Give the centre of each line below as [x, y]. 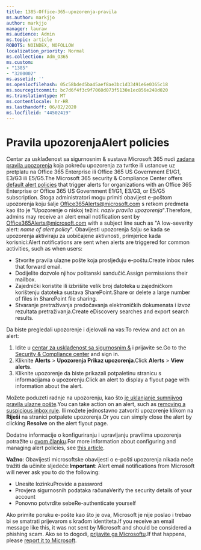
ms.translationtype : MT [36, 96]
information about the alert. [49, 386]
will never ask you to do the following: [53, 472]
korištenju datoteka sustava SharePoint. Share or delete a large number [103, 292]
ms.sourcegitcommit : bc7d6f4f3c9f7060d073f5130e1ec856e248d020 [87, 90]
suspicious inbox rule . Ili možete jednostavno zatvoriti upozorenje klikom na [100, 411]
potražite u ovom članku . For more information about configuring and [91, 442]
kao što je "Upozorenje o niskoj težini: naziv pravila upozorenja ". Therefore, [99, 210]
